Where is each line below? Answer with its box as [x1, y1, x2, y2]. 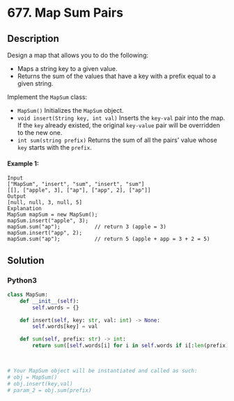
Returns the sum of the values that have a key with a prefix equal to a [17, 72, 216, 80]
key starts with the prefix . [17, 143, 92, 151]
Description [7, 33, 59, 45]
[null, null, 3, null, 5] [7, 199, 82, 206]
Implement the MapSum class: [7, 93, 88, 101]
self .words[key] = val [32, 323, 98, 330]
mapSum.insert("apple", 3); [7, 217, 89, 224]
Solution [7, 254, 45, 266]
